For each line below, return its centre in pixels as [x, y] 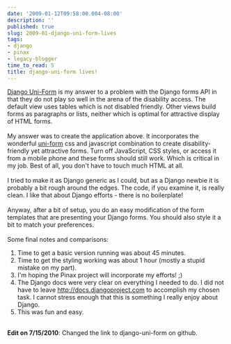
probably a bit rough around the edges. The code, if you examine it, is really [116, 188]
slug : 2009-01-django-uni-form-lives [62, 33]
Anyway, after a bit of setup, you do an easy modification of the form [106, 210]
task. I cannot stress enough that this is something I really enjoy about [118, 297]
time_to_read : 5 [31, 65]
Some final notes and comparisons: [58, 239]
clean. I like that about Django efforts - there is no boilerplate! [95, 195]
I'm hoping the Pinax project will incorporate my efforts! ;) [100, 275]
